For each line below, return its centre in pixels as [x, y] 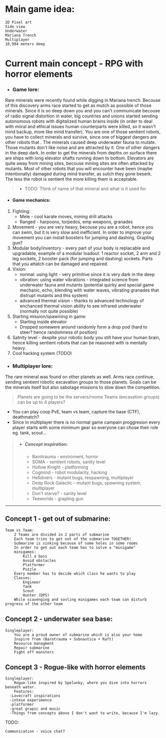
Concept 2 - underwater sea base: [59, 619]
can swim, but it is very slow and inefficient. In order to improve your [82, 232]
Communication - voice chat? [35, 732]
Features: [24, 691]
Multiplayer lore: [33, 366]
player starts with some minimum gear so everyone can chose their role [85, 427]
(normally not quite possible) [49, 311]
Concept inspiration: [46, 444]
